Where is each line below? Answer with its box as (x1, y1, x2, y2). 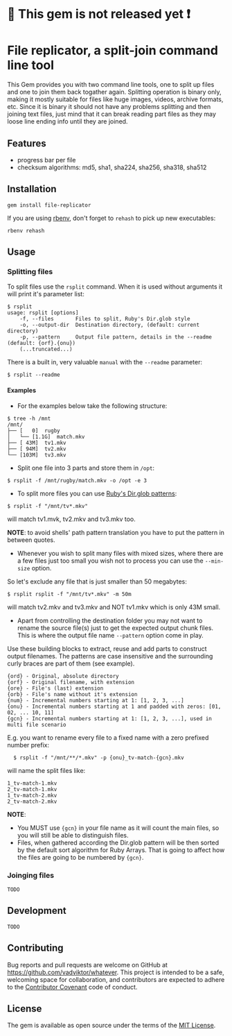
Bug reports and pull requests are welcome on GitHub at (7, 960, 168, 969)
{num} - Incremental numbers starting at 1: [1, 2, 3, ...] (7, 697, 185, 704)
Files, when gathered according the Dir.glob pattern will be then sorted (17, 838, 220, 847)
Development (7, 905, 67, 917)
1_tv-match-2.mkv (7, 792, 57, 799)
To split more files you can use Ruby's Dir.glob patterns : (17, 489, 177, 498)
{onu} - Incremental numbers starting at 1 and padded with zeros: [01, (7, 703, 222, 710)
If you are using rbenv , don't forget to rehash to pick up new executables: (7, 214, 216, 222)
